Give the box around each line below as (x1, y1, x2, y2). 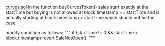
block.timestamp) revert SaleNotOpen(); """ (5, 35, 95, 41)
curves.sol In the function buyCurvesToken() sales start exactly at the (5, 4, 149, 10)
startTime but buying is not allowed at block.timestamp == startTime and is (5, 9, 160, 15)
